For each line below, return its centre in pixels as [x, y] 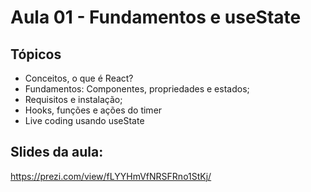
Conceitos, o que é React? [79, 78]
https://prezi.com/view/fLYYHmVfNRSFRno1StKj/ [111, 176]
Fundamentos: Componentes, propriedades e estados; [137, 89]
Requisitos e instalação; [73, 99]
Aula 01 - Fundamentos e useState [156, 17]
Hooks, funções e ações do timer [93, 110]
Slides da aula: [57, 152]
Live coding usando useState [84, 120]
